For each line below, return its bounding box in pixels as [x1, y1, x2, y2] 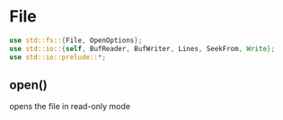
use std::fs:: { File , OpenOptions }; [9, 36, 143, 45]
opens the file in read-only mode [9, 101, 130, 112]
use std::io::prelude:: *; [9, 52, 106, 62]
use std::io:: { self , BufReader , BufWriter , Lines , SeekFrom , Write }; [9, 44, 276, 53]
